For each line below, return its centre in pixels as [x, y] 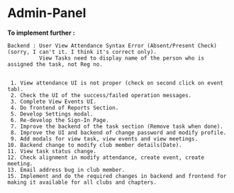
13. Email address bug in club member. [66, 170]
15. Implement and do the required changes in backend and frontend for [117, 176]
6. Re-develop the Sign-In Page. [60, 120]
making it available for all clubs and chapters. [82, 182]
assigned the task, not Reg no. [55, 64]
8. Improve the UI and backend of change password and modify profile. [118, 133]
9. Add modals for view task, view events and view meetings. [104, 139]
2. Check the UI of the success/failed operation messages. [101, 95]
